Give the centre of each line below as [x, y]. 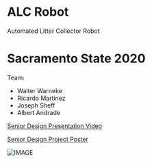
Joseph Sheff [36, 105]
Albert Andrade [38, 112]
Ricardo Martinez [41, 98]
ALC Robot [38, 12]
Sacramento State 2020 [76, 59]
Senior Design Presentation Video [55, 126]
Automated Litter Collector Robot [54, 31]
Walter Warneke [40, 90]
